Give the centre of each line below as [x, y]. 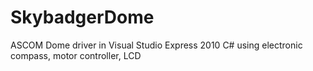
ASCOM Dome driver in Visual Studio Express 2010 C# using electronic [156, 45]
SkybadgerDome [82, 17]
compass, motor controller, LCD [76, 55]
